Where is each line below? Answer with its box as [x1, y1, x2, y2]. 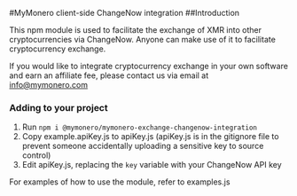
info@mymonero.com [9, 80, 89, 90]
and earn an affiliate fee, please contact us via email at [9, 70, 209, 81]
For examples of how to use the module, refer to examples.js [9, 176, 231, 187]
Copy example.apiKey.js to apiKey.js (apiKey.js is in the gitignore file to [21, 131, 279, 142]
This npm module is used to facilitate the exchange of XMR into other [9, 25, 262, 35]
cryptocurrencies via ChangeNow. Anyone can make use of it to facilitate [9, 35, 277, 44]
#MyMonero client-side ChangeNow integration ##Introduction [9, 8, 240, 18]
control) [21, 150, 51, 161]
